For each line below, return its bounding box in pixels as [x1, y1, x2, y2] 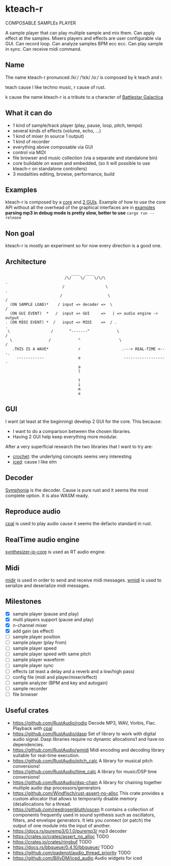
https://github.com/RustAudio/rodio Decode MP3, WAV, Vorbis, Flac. [12, 719, 156, 726]
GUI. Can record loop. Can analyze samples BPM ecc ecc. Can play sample [5, 40, 163, 46]
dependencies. [12, 741, 44, 747]
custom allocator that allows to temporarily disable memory [12, 795, 137, 801]
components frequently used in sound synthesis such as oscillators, [12, 812, 156, 818]
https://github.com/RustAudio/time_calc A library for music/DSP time [12, 768, 157, 774]
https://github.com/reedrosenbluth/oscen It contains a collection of [12, 806, 154, 812]
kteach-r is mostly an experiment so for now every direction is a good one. [5, 243, 162, 249]
